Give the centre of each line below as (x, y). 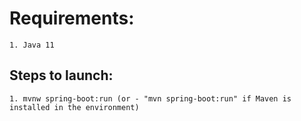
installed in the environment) (74, 107)
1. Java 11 (32, 45)
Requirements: (72, 18)
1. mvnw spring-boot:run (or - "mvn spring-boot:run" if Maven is (150, 98)
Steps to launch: (61, 75)
